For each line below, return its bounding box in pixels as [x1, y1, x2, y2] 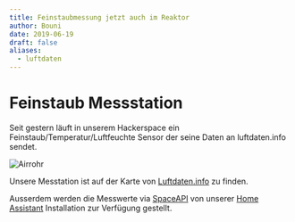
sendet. [9, 141, 38, 152]
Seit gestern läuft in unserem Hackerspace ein [9, 122, 181, 133]
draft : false [9, 37, 58, 47]
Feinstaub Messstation [9, 93, 183, 113]
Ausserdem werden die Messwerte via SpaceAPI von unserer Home [9, 193, 259, 203]
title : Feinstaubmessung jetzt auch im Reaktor [9, 12, 190, 22]
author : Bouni [9, 21, 63, 30]
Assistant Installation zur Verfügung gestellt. [9, 202, 173, 213]
